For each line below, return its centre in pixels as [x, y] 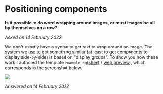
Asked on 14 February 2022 [33, 37]
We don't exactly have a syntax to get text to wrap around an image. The [79, 47]
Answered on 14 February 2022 [37, 86]
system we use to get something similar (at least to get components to [76, 52]
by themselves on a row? [31, 27]
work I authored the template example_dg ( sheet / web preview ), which [76, 62]
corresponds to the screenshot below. [44, 68]
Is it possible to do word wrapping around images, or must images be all [80, 23]
